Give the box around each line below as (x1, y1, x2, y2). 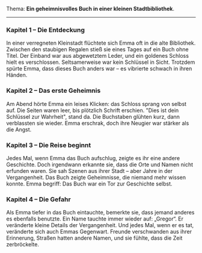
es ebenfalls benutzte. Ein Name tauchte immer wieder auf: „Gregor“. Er (6, 215, 184, 222)
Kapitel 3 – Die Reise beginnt (6, 141, 91, 149)
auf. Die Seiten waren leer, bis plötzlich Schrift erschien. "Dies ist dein (6, 107, 179, 114)
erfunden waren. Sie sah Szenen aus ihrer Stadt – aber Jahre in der (6, 167, 173, 174)
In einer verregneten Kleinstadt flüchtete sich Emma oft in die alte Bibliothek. (6, 39, 196, 47)
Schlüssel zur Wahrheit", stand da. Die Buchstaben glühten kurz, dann (6, 113, 180, 120)
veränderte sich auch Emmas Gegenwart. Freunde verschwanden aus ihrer (6, 228, 192, 236)
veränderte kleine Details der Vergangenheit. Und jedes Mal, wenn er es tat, (6, 222, 194, 229)
